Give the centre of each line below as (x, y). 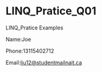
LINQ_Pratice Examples (34, 28)
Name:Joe (18, 39)
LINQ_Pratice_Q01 (51, 11)
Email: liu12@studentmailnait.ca (44, 62)
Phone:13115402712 (30, 51)
